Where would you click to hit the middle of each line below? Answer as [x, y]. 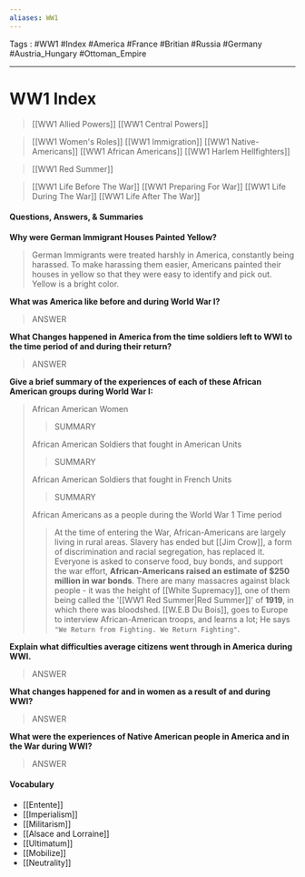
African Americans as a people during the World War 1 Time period [157, 514]
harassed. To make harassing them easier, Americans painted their [156, 264]
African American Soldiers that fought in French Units [132, 479]
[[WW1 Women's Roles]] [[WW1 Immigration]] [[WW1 [130, 141]
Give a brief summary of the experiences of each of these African [135, 381]
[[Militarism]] [47, 823]
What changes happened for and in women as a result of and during [140, 691]
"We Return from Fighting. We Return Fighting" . [147, 629]
